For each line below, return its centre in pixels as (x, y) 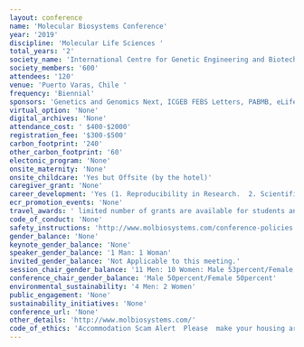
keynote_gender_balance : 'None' (70, 245)
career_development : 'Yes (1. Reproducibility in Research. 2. (133, 194)
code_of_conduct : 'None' (56, 219)
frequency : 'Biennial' (52, 93)
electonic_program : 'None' (60, 160)
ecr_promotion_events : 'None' (66, 203)
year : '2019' (34, 34)
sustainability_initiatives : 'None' (78, 304)
